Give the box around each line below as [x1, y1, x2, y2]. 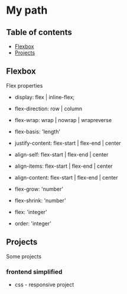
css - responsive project [14, 281, 74, 288]
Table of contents [6, 27, 72, 37]
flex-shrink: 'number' [14, 197, 66, 204]
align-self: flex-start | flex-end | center [14, 151, 109, 158]
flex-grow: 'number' [14, 185, 64, 193]
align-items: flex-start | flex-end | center [14, 162, 113, 170]
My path [6, 4, 48, 17]
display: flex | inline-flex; [14, 93, 75, 101]
